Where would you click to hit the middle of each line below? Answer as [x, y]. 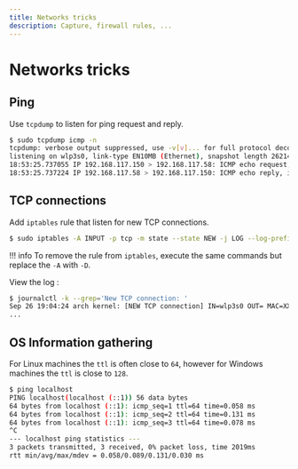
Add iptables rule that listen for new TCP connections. [110, 222]
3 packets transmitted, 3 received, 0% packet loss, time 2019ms [132, 448]
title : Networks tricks [53, 17]
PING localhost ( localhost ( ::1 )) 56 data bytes [99, 397]
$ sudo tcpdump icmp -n [53, 140]
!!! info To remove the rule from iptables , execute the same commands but [145, 255]
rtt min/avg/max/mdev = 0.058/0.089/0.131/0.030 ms [106, 456]
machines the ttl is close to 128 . [69, 373]
